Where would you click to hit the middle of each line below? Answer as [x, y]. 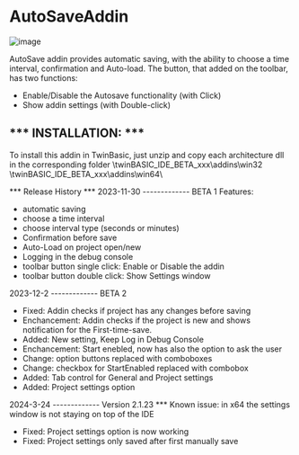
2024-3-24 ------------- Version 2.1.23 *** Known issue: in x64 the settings [149, 404]
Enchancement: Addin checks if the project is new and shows [136, 320]
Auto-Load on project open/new [82, 247]
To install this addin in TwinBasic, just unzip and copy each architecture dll [147, 155]
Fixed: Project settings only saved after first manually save [130, 441]
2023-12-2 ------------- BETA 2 [68, 293]
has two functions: [44, 77]
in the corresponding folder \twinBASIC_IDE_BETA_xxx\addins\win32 [136, 165]
